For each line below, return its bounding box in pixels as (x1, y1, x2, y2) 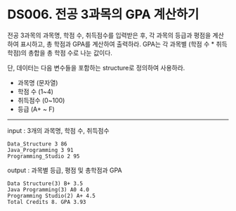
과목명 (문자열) (17, 78, 58, 87)
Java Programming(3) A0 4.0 (7, 186, 90, 193)
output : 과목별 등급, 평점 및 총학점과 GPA (7, 166, 122, 174)
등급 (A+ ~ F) (17, 105, 55, 113)
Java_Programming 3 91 (7, 146, 74, 153)
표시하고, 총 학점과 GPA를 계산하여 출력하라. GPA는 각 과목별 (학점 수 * (20, 39, 215, 48)
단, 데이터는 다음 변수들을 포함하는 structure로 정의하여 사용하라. (7, 63, 185, 72)
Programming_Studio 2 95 (7, 153, 80, 160)
